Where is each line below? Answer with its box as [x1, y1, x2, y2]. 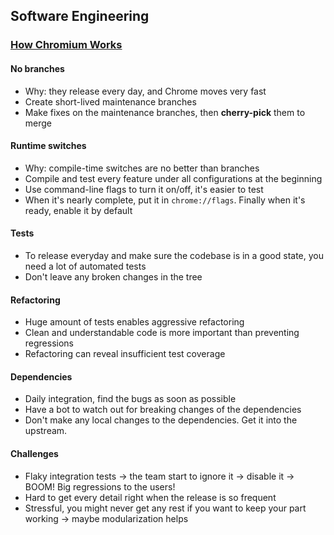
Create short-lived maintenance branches [24, 95, 197, 108]
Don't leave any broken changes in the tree [24, 270, 203, 283]
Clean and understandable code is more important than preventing [24, 327, 300, 339]
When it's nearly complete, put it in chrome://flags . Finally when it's [24, 194, 306, 206]
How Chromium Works [10, 38, 123, 52]
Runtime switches [10, 140, 87, 152]
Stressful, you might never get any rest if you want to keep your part [24, 502, 307, 514]
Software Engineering [10, 8, 150, 25]
